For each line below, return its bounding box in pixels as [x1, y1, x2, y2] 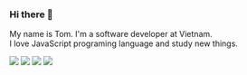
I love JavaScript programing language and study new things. [9, 38, 238, 49]
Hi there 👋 [9, 8, 54, 21]
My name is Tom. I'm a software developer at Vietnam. [9, 29, 213, 40]
